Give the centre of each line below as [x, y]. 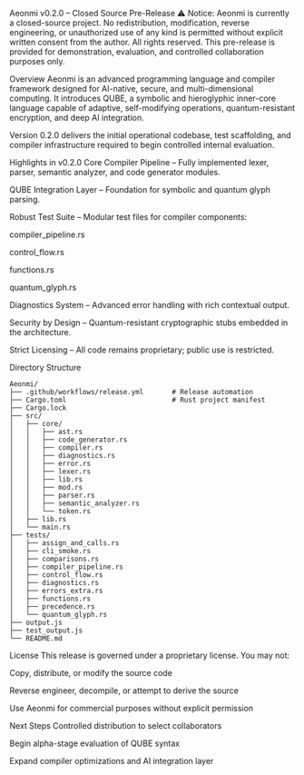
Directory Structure [45, 368]
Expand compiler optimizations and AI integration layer [112, 761]
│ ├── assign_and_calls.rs [64, 543]
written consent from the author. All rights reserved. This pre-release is [142, 42]
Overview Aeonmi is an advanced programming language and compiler [142, 79]
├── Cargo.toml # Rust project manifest [137, 400]
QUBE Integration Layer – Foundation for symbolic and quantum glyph [140, 189]
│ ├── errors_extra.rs [56, 591]
